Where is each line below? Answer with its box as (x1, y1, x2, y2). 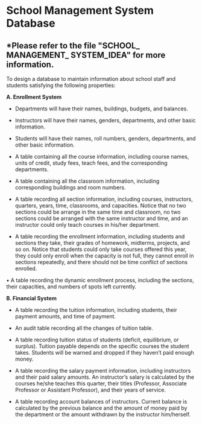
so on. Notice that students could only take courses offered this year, (14, 245, 187, 253)
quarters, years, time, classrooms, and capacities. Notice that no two (14, 202, 186, 209)
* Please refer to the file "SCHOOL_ (6, 40, 140, 51)
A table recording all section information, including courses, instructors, (14, 195, 193, 203)
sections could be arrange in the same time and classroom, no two (14, 209, 181, 215)
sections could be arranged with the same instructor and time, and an (14, 215, 188, 222)
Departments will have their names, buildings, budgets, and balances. (14, 105, 189, 112)
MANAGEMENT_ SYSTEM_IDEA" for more (6, 49, 166, 60)
